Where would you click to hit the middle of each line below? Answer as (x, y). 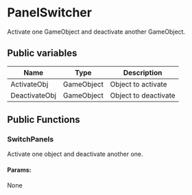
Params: (19, 170)
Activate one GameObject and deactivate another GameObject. (96, 32)
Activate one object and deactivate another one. (75, 154)
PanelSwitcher (50, 13)
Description (143, 72)
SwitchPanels (31, 139)
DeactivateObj (34, 95)
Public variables (42, 53)
